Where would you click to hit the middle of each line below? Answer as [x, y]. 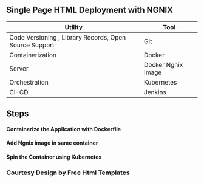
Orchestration [29, 82]
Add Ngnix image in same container [52, 143]
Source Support [32, 45]
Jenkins [155, 92]
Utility [74, 27]
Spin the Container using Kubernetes [54, 157]
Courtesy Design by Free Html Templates [68, 173]
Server [19, 68]
